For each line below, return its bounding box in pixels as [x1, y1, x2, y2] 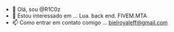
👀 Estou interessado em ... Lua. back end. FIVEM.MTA [12, 12, 147, 19]
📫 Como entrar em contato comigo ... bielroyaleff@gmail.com [12, 19, 169, 26]
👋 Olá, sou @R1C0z [12, 6, 61, 13]
